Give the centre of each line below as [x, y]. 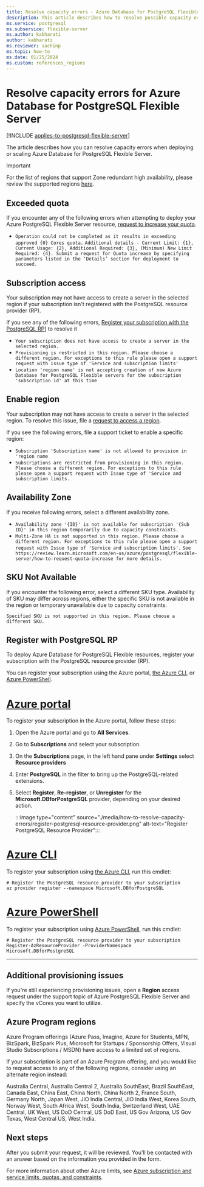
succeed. [26, 264]
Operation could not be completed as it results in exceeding [95, 237]
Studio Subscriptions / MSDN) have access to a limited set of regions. [93, 1049]
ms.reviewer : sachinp [34, 46]
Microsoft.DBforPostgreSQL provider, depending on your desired [97, 799]
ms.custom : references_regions [46, 63]
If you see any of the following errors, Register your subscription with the [98, 323]
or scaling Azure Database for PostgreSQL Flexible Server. [80, 154]
